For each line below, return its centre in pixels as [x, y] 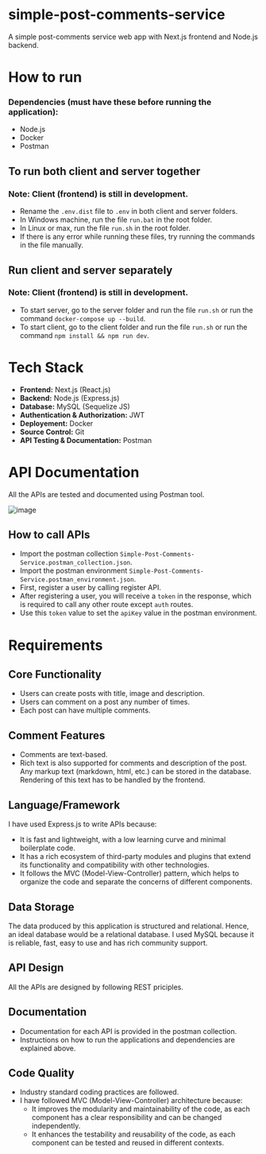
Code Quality [41, 1072]
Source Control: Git [52, 432]
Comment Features [57, 735]
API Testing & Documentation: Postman [86, 440]
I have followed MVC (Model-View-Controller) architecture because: [131, 1101]
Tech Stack [46, 367]
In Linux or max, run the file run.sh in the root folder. [105, 228]
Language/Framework [64, 805]
